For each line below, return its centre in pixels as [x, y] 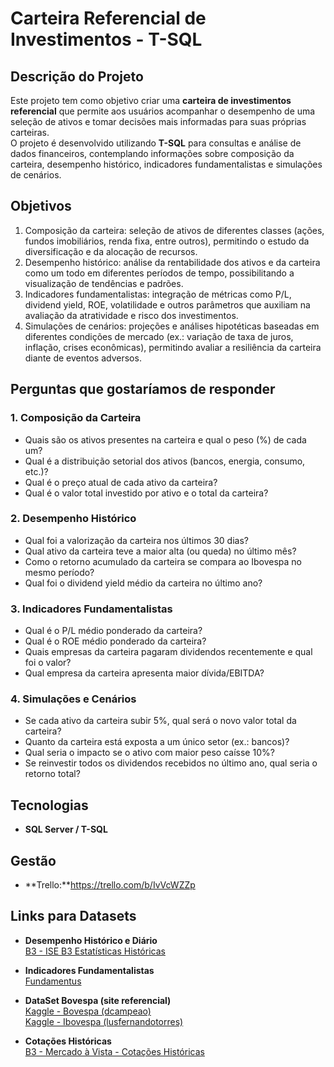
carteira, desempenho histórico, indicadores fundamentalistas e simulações [166, 164]
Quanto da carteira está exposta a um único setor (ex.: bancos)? [157, 742]
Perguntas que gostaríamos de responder [143, 389]
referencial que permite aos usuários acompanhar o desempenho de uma [163, 111]
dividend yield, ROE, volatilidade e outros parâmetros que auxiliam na [167, 304]
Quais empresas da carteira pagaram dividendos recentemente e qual [168, 652]
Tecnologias [49, 805]
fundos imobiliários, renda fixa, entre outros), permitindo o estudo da [167, 241]
